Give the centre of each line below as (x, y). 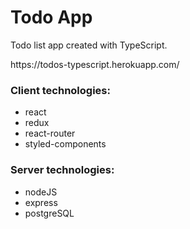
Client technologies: (60, 90)
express (41, 202)
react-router (50, 133)
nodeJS (41, 192)
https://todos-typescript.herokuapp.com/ (95, 64)
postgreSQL (49, 213)
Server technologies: (62, 170)
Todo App (51, 17)
